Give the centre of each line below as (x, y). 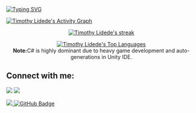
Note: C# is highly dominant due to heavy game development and (94, 50)
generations (85, 57)
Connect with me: (40, 76)
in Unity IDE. (117, 57)
